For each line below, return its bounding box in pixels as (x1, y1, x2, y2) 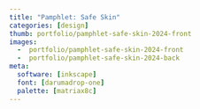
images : (9, 37, 38, 47)
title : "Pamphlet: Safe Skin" (9, 12, 121, 22)
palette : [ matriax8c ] (17, 86, 97, 95)
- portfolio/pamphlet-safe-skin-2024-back (17, 54, 180, 62)
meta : (9, 62, 29, 71)
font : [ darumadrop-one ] (17, 78, 104, 87)
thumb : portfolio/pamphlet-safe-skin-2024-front (9, 29, 192, 38)
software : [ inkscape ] (17, 70, 97, 79)
